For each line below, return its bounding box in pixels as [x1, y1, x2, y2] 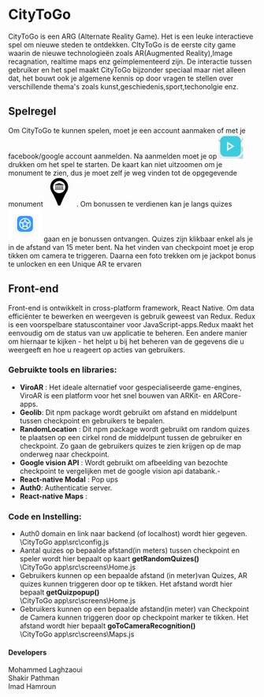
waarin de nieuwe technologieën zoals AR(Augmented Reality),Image [8, 48, 233, 58]
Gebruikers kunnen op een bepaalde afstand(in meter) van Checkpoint [19, 605, 250, 614]
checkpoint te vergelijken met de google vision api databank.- [19, 466, 221, 475]
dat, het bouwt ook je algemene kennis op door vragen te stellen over [8, 73, 234, 83]
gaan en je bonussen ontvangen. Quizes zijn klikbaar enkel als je [43, 234, 254, 244]
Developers [8, 647, 47, 657]
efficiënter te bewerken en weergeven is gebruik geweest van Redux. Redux [8, 311, 256, 321]
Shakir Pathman [8, 673, 60, 683]
